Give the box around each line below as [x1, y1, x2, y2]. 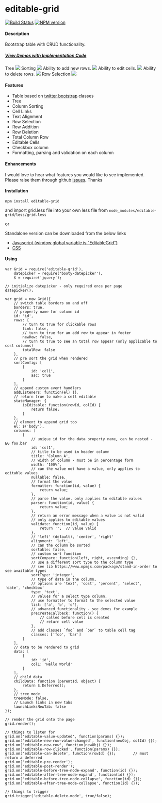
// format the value [31, 479, 73, 484]
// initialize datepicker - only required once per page [5, 284, 123, 288]
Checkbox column [12, 145, 49, 151]
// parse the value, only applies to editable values [31, 496, 142, 501]
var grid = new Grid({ [5, 296, 51, 301]
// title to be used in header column [31, 449, 110, 454]
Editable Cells [12, 139, 40, 145]
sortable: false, [31, 547, 66, 552]
